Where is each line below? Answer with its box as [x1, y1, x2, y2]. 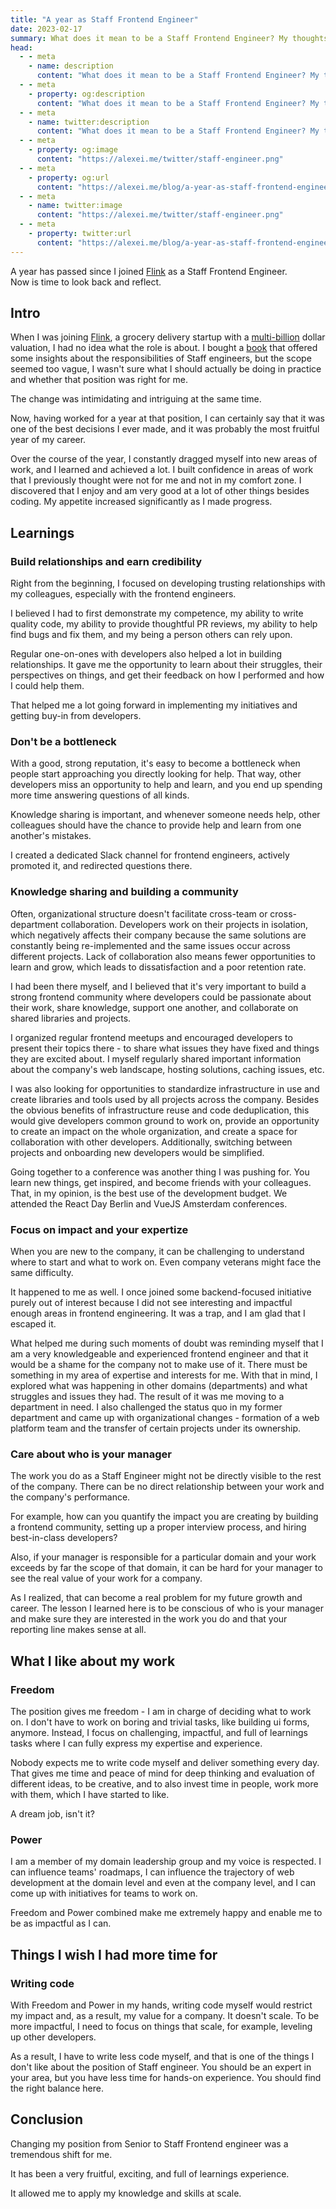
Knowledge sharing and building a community [10, 885, 239, 899]
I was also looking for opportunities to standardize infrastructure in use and [10, 1082, 320, 1095]
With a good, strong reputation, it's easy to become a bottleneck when [10, 757, 301, 770]
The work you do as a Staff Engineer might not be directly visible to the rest [10, 1470, 322, 1482]
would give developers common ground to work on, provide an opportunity [10, 1114, 320, 1126]
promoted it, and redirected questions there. [10, 860, 193, 872]
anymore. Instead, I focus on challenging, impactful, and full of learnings [10, 1727, 308, 1738]
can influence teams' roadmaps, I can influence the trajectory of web [10, 1866, 295, 1878]
